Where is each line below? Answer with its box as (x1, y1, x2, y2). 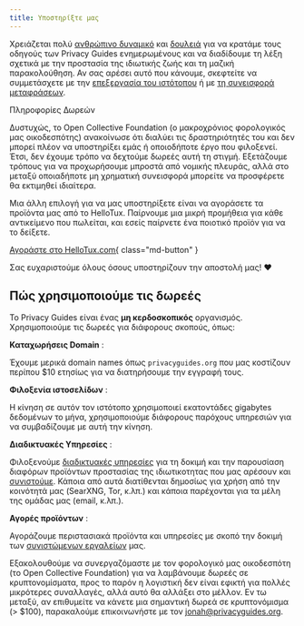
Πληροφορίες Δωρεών (9, 104, 95, 115)
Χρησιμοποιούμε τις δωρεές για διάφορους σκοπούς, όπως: (9, 322, 236, 333)
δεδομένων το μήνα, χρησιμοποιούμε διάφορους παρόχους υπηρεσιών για (9, 411, 292, 423)
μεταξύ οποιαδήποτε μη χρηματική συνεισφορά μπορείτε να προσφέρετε (9, 170, 285, 181)
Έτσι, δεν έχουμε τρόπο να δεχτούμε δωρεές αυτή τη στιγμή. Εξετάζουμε (9, 151, 288, 162)
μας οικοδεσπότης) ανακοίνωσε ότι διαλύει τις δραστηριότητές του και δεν (9, 131, 295, 142)
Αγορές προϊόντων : (9, 513, 89, 524)
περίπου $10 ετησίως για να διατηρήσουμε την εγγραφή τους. (9, 367, 244, 378)
